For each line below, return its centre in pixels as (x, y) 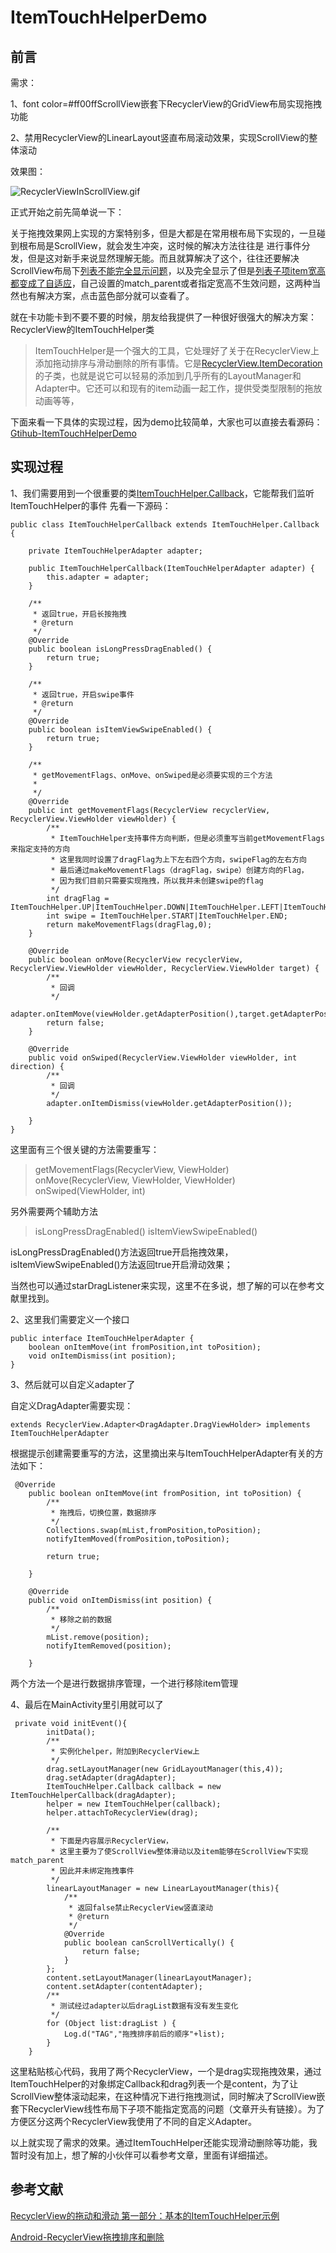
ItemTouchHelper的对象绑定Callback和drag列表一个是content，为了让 (154, 2083)
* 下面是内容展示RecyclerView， (111, 1841)
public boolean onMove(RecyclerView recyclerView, (136, 959)
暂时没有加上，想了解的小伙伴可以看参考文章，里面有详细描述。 (141, 2155)
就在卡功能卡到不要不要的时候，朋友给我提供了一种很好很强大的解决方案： (163, 317)
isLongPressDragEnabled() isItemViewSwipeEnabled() (146, 1231)
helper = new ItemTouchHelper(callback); (134, 1804)
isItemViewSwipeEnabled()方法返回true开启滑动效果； (121, 1264)
